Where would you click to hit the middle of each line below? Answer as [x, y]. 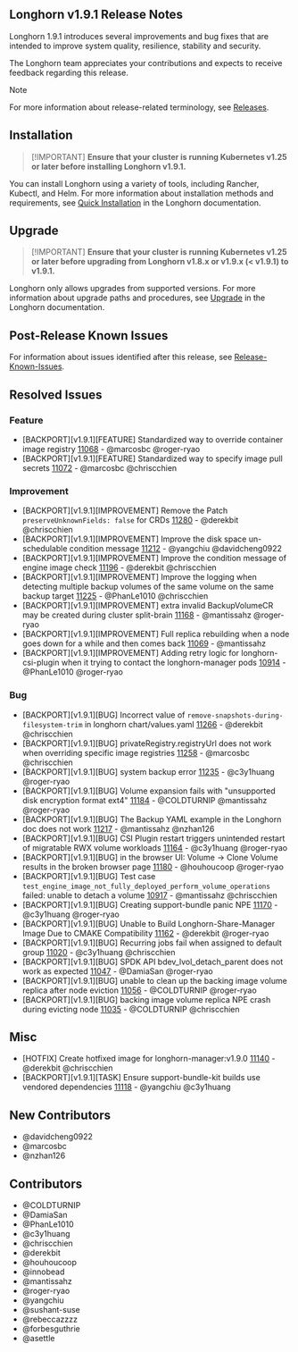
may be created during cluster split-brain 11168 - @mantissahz [137, 615]
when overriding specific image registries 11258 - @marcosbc [136, 752]
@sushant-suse [51, 1309]
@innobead [43, 1272]
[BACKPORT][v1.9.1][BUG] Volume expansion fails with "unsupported [149, 791]
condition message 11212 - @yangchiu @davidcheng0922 [176, 549]
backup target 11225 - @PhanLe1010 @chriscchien [115, 596]
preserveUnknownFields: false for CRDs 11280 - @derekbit [130, 520]
